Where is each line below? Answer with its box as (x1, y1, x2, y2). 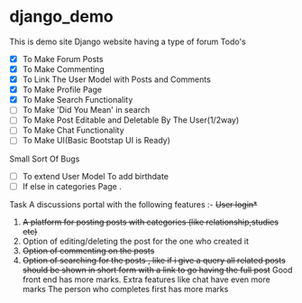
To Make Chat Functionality (22, 124, 124, 136)
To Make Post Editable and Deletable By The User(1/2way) (22, 115, 240, 125)
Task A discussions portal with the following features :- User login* (9, 198, 258, 209)
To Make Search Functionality (22, 95, 133, 106)
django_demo (9, 6, 114, 27)
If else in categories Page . (22, 180, 122, 191)
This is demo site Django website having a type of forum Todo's (9, 36, 246, 47)
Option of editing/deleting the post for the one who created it (22, 235, 250, 246)
